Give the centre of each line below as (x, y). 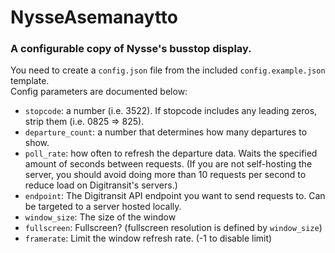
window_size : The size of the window (100, 217)
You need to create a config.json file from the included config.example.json (168, 70)
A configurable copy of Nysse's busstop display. (131, 49)
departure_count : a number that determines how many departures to (166, 132)
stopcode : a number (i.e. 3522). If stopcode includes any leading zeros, (171, 111)
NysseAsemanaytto (94, 17)
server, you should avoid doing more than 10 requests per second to (165, 175)
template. (30, 81)
